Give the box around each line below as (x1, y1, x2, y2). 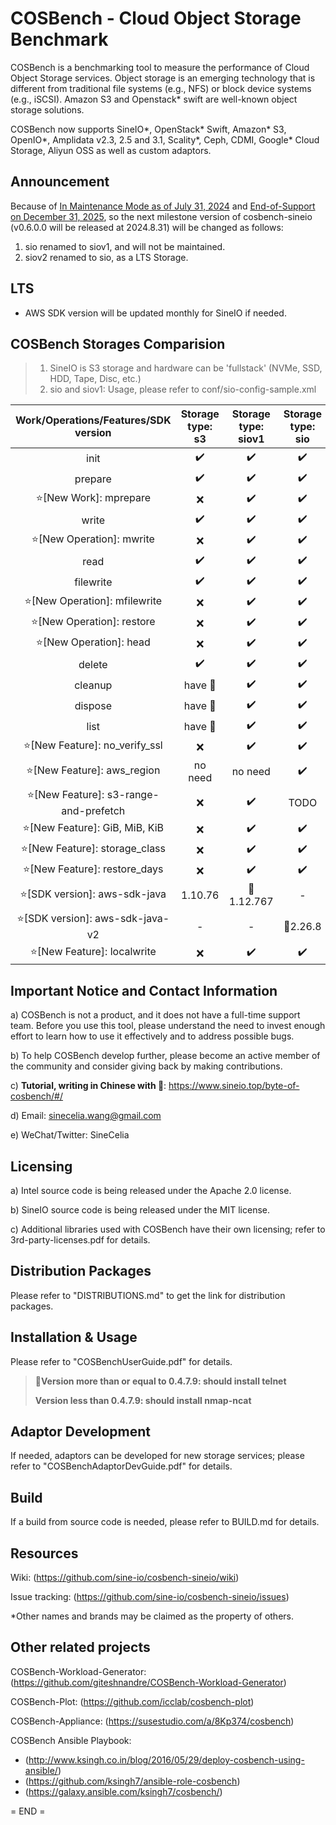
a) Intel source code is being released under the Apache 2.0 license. (10, 1185, 292, 1196)
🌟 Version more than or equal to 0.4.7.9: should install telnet (34, 1375, 287, 1387)
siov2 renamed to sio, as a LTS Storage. (24, 251, 189, 263)
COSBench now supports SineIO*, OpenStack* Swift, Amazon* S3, (10, 123, 287, 135)
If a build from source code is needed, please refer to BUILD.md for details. (10, 1516, 320, 1528)
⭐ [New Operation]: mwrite (31, 532, 155, 546)
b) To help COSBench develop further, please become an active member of (10, 1050, 321, 1062)
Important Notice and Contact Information (10, 982, 278, 999)
